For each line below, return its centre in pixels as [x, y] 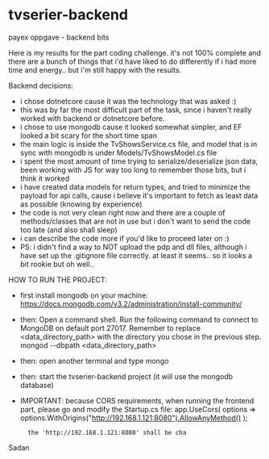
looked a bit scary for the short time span [88, 136]
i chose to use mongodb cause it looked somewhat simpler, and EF [131, 127]
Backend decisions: [41, 86]
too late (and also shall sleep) [69, 229]
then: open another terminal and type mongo [94, 361]
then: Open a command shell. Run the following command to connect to [139, 319]
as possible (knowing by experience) [81, 204]
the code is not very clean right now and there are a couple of [122, 212]
